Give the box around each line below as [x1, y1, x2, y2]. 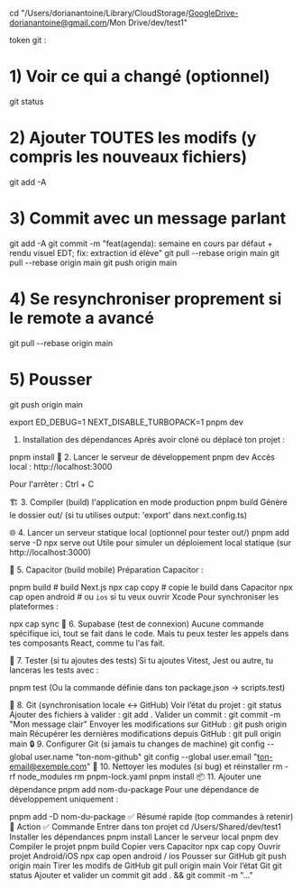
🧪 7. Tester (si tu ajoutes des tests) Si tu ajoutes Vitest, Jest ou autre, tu [9, 655, 273, 665]
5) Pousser [9, 369, 93, 390]
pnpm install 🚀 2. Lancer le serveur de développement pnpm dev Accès [9, 451, 276, 463]
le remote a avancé [9, 308, 155, 328]
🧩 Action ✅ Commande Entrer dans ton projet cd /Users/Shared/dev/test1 [9, 820, 281, 832]
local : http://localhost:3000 [9, 461, 113, 472]
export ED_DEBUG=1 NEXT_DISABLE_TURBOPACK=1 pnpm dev [9, 417, 243, 427]
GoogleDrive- [188, 8, 239, 18]
